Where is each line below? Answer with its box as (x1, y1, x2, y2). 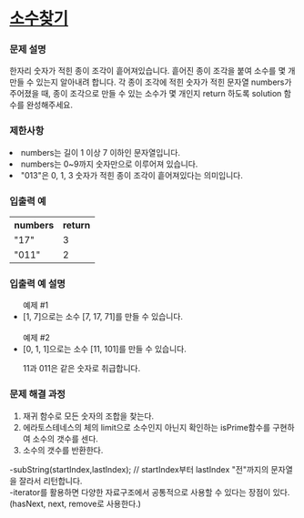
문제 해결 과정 (9, 388, 66, 401)
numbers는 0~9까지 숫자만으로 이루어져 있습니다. (21, 158, 198, 169)
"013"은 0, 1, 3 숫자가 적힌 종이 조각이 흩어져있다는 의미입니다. (21, 169, 243, 180)
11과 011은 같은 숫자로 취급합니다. (22, 363, 141, 374)
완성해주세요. (25, 99, 74, 110)
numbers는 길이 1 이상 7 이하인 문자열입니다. (21, 147, 180, 157)
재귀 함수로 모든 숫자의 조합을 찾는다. (22, 411, 155, 422)
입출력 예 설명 (9, 278, 66, 289)
